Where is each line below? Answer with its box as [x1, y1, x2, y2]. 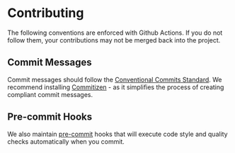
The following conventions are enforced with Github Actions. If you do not [7, 28, 223, 37]
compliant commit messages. [7, 90, 93, 98]
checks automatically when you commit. [7, 137, 125, 146]
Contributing [7, 5, 84, 21]
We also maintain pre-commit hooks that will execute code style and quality [7, 130, 228, 138]
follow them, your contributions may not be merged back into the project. [7, 35, 221, 44]
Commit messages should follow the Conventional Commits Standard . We [7, 75, 222, 84]
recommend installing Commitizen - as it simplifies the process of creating [7, 83, 224, 91]
